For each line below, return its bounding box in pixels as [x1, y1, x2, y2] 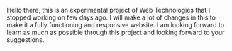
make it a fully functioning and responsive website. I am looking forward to [6, 21, 225, 29]
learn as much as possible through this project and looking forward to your [6, 28, 225, 36]
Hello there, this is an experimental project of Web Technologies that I [6, 6, 211, 14]
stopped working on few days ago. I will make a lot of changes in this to [6, 13, 216, 22]
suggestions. [6, 36, 45, 44]
